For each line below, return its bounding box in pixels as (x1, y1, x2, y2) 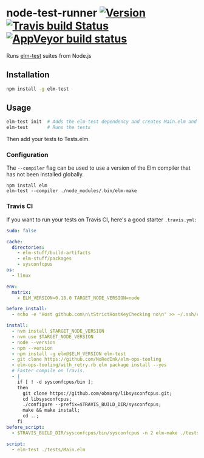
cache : (6, 238, 23, 245)
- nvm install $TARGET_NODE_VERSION (12, 328, 104, 335)
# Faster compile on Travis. (12, 368, 86, 374)
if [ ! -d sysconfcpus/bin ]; (17, 379, 94, 385)
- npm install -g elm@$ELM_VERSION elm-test (12, 350, 126, 357)
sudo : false (6, 227, 36, 234)
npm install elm (6, 182, 47, 189)
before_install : (6, 306, 47, 312)
